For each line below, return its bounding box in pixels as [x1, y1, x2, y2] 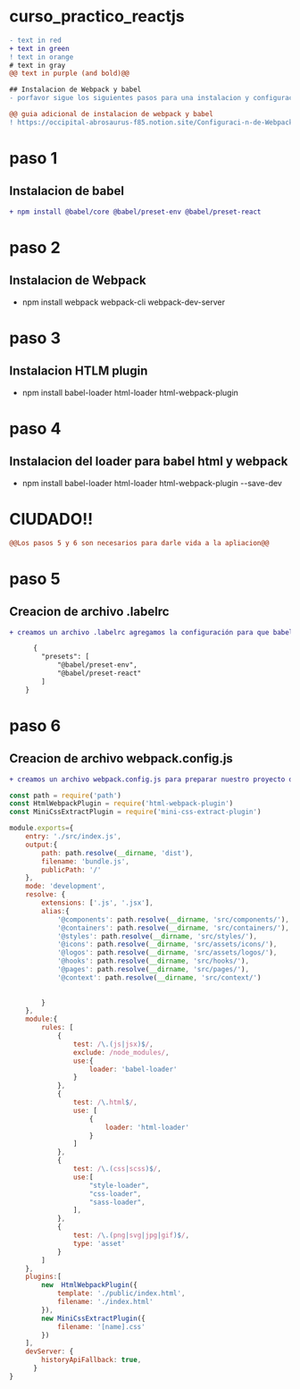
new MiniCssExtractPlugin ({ [41, 1314, 146, 1323]
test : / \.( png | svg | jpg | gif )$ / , [72, 1231, 190, 1240]
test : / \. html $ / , [72, 1098, 138, 1107]
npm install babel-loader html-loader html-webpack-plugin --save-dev [21, 477, 283, 488]
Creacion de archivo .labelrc [9, 604, 170, 619]
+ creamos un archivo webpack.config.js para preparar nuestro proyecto [9, 775, 286, 784]
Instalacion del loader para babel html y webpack [9, 454, 288, 469]
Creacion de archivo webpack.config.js [9, 751, 234, 766]
